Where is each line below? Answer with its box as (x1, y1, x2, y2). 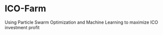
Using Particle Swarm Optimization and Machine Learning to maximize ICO (4, 19, 158, 25)
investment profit (4, 24, 40, 30)
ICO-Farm (4, 3, 46, 14)
